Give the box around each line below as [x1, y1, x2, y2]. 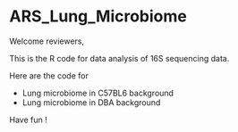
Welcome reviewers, [9, 36, 85, 46]
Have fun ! [9, 114, 47, 125]
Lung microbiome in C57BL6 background [21, 87, 174, 98]
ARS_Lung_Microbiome [9, 6, 188, 27]
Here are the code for [9, 70, 89, 81]
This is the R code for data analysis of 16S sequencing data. [9, 53, 230, 63]
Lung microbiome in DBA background [21, 96, 161, 108]
